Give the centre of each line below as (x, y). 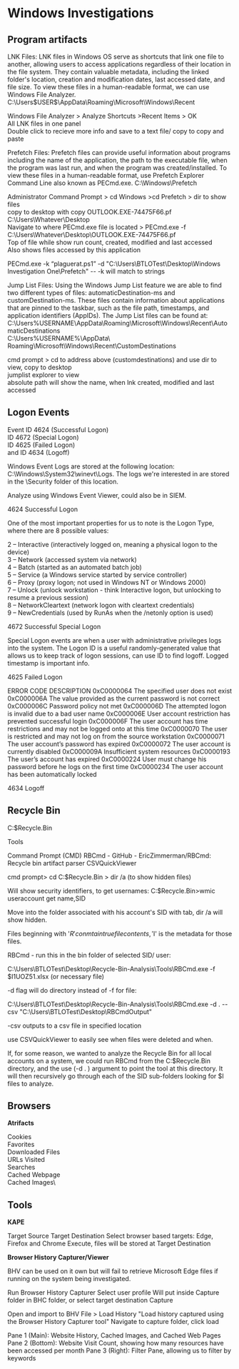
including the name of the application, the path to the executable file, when (117, 160)
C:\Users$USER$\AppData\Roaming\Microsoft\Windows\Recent (101, 102)
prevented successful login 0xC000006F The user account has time (108, 721)
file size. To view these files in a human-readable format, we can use (108, 87)
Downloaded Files (34, 1152)
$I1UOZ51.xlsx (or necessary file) (56, 976)
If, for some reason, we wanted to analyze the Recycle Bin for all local (110, 1053)
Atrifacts (21, 1123)
